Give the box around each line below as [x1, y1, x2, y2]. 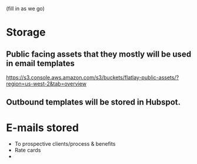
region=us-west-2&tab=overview [6, 80, 87, 87]
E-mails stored [6, 121, 79, 135]
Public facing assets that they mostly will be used [6, 49, 192, 59]
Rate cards [14, 147, 41, 154]
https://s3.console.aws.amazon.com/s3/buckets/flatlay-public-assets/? [6, 74, 179, 81]
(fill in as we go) [6, 5, 45, 12]
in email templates [6, 58, 75, 68]
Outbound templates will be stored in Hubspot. [6, 97, 181, 107]
